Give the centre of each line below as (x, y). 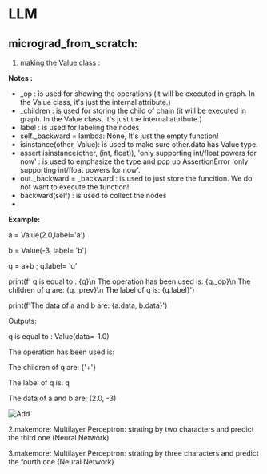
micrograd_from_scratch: (73, 44)
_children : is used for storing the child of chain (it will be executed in (133, 110)
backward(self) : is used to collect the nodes (93, 195)
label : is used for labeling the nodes (80, 127)
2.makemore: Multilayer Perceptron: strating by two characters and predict (131, 429)
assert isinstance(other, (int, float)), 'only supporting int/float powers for (138, 153)
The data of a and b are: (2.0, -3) (62, 398)
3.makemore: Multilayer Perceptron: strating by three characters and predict (133, 453)
